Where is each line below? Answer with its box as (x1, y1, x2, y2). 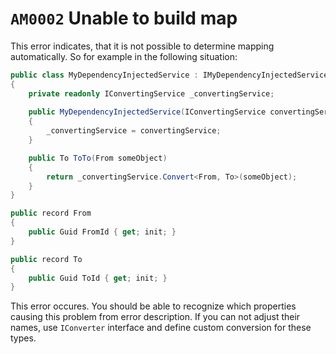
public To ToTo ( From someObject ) (28, 153, 168, 163)
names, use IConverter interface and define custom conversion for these (10, 322, 312, 334)
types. (10, 332, 37, 344)
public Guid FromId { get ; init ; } (28, 227, 177, 237)
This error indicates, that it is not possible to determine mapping (10, 40, 275, 52)
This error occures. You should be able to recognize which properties (10, 300, 297, 312)
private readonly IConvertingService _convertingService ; (28, 88, 275, 99)
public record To (10, 254, 83, 264)
